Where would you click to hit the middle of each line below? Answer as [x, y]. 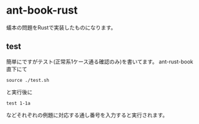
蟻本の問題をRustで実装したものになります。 [61, 27]
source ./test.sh [28, 80]
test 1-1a [19, 103]
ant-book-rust [42, 10]
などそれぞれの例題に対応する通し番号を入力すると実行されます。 [87, 115]
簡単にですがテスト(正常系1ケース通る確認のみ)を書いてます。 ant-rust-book [100, 61]
